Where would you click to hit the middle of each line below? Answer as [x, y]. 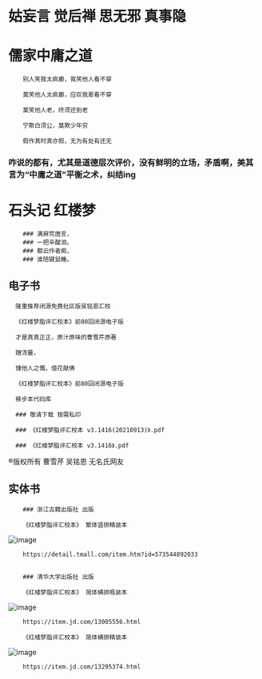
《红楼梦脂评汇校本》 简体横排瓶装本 [75, 592]
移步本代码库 [34, 399]
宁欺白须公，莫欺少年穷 [56, 126]
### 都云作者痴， [48, 251]
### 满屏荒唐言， [48, 234]
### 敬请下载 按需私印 [48, 415]
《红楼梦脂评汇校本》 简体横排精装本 [75, 637]
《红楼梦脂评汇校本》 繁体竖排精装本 [75, 525]
